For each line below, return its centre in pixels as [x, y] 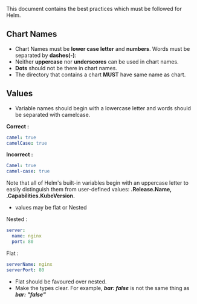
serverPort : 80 [25, 270]
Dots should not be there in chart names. [66, 68]
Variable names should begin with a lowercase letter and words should [103, 108]
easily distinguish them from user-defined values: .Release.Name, [89, 190]
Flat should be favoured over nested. [61, 282]
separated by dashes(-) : [46, 55]
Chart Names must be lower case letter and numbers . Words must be [102, 48]
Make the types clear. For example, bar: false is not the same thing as [102, 288]
